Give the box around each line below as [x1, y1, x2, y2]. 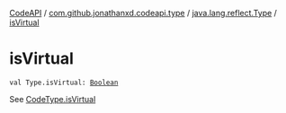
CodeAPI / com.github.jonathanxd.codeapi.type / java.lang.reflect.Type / [9, 8, 277, 18]
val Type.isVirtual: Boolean [9, 78, 119, 87]
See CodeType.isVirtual [9, 93, 96, 104]
